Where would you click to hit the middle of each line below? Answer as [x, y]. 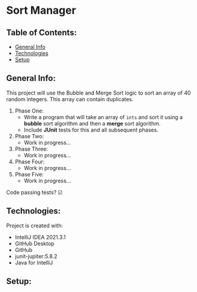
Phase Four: [30, 162]
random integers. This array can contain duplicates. [70, 99]
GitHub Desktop [35, 244]
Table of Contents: [42, 33]
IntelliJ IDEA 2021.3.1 [40, 237]
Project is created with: [35, 226]
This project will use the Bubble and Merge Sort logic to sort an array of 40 [99, 93]
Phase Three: [31, 149]
